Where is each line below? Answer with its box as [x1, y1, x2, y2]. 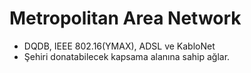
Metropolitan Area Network [9, 7, 242, 30]
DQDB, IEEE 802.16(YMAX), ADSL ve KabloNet [23, 40, 216, 52]
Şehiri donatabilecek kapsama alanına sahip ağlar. [23, 50, 231, 62]
